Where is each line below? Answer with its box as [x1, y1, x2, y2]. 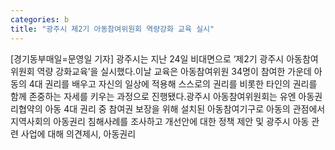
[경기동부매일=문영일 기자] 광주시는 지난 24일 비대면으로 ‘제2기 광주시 [10, 52, 285, 65]
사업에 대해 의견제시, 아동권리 [20, 127, 137, 140]
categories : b [10, 14, 70, 25]
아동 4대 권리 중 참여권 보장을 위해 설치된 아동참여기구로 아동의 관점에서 [44, 102, 326, 115]
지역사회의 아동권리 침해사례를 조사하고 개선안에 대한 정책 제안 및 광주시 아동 [10, 115, 310, 127]
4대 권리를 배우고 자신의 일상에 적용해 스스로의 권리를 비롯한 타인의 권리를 [28, 77, 318, 90]
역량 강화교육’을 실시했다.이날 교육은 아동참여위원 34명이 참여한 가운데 [36, 65, 312, 77]
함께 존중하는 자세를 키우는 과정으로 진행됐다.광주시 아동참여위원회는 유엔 [10, 90, 297, 102]
